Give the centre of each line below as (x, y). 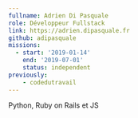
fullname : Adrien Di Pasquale (59, 16)
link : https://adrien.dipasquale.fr (69, 30)
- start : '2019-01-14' (53, 53)
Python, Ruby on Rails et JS (54, 105)
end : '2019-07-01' (53, 61)
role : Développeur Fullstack (57, 23)
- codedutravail (50, 82)
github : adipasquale (43, 38)
